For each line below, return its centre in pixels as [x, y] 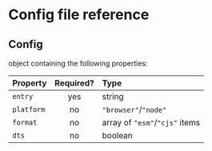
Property [30, 83]
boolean [118, 135]
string [113, 96]
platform [29, 109]
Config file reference [79, 15]
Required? [74, 83]
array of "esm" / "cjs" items [151, 123]
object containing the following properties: [78, 63]
